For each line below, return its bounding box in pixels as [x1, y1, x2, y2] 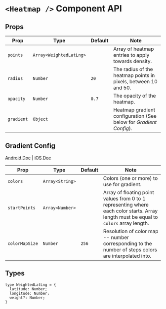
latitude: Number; [9, 286, 48, 291]
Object [33, 116, 48, 122]
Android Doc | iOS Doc [5, 155, 51, 161]
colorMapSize [7, 240, 39, 246]
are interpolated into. [103, 252, 152, 259]
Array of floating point [103, 189, 154, 196]
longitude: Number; [9, 291, 50, 296]
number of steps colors [103, 246, 157, 253]
